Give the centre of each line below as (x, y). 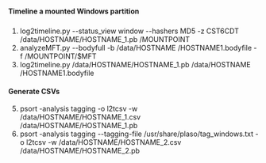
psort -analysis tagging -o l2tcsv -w (79, 109)
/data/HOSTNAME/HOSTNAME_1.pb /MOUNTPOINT (105, 39)
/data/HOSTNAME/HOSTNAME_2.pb (80, 151)
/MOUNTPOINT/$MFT (60, 56)
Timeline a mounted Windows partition (74, 11)
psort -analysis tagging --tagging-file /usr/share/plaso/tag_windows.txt (137, 134)
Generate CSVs (34, 91)
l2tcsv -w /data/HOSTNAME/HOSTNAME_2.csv (104, 142)
